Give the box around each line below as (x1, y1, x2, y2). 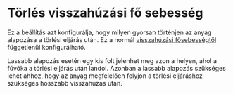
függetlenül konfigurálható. (7, 43, 86, 51)
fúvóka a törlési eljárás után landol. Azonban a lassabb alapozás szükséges (7, 64, 227, 72)
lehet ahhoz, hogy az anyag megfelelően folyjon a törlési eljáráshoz (7, 72, 203, 80)
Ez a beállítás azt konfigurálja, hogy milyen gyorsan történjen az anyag (7, 28, 213, 36)
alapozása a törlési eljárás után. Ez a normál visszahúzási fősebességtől (7, 35, 217, 43)
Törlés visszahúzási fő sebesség (7, 5, 203, 21)
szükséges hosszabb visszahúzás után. (7, 79, 123, 87)
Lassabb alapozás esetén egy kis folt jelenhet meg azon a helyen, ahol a (7, 56, 217, 65)
